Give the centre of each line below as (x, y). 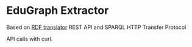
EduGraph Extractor (58, 11)
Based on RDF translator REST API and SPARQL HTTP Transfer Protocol (96, 27)
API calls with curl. (30, 39)
